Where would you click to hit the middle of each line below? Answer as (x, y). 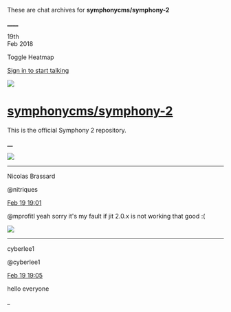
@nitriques (22, 189)
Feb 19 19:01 (24, 203)
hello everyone (28, 289)
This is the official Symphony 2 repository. (67, 130)
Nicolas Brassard (31, 176)
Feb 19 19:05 (25, 275)
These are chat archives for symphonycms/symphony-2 (88, 10)
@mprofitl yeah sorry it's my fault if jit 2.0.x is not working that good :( (106, 216)
